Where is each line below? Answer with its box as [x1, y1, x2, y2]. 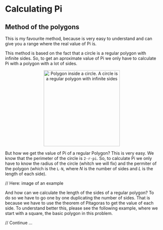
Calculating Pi [5, 3, 62, 15]
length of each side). [5, 171, 47, 177]
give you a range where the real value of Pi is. [5, 41, 97, 47]
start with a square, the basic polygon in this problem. [5, 211, 113, 216]
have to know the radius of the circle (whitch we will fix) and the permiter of [5, 160, 157, 166]
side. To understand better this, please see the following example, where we [5, 205, 158, 211]
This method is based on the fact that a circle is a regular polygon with [5, 50, 146, 56]
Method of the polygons [5, 23, 79, 31]
